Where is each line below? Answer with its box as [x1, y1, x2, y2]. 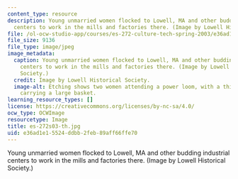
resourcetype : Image [7, 116, 69, 123]
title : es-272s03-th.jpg [7, 122, 81, 130]
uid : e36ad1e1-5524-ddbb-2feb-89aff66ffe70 [7, 129, 138, 136]
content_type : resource [7, 10, 78, 18]
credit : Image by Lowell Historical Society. [13, 76, 151, 84]
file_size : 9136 [7, 37, 55, 44]
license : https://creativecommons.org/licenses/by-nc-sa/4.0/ [7, 103, 195, 110]
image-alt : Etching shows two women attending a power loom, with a [13, 83, 220, 90]
